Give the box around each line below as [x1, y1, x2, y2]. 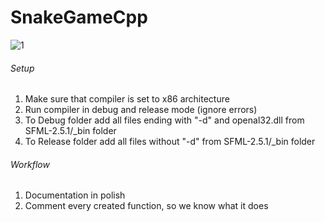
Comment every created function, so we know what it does [24, 200, 269, 212]
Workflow [10, 158, 50, 170]
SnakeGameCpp [10, 6, 148, 29]
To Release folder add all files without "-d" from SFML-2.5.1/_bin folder [24, 136, 316, 148]
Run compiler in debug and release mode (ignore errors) [24, 104, 258, 116]
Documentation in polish [24, 189, 126, 201]
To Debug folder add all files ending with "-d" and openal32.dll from [24, 114, 305, 126]
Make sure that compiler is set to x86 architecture [24, 93, 230, 105]
